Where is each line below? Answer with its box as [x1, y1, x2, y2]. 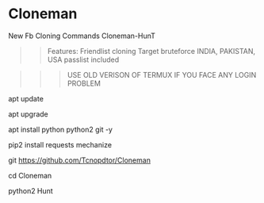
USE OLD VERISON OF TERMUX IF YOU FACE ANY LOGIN [67, 70, 257, 79]
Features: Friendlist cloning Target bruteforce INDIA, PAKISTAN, [47, 46, 256, 56]
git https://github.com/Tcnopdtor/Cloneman [8, 155, 151, 165]
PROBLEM [67, 79, 101, 88]
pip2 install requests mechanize [8, 140, 113, 149]
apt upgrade [8, 109, 49, 119]
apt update [8, 94, 44, 103]
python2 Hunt [8, 186, 53, 195]
